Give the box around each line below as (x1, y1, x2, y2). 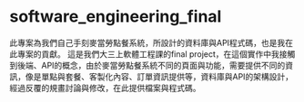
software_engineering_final (9, 6, 222, 27)
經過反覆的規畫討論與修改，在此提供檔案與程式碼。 (9, 82, 201, 93)
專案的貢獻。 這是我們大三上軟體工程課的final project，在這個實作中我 (16, 48, 280, 60)
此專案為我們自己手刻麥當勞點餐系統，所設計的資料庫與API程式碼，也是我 (9, 37, 286, 48)
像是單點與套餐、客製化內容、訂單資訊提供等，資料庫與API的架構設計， (25, 70, 294, 82)
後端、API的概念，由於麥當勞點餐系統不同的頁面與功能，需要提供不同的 (16, 60, 286, 70)
